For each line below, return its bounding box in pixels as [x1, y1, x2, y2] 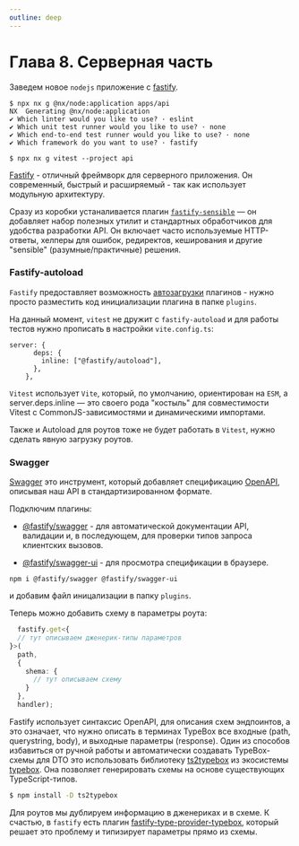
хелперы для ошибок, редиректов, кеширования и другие [40, 234, 263, 245]
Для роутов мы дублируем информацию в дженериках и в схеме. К [9, 807, 270, 817]
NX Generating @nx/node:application [9, 107, 150, 116]
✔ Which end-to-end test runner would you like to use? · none [9, 130, 251, 139]
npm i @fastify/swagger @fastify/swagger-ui [9, 575, 178, 584]
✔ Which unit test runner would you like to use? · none [9, 122, 226, 131]
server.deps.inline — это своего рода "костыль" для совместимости [9, 397, 269, 408]
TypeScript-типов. [9, 773, 78, 784]
